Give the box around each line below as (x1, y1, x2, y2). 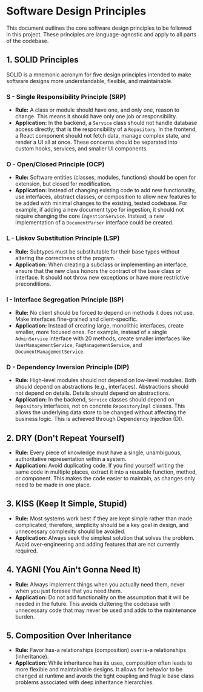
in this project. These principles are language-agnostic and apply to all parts (6, 30, 197, 38)
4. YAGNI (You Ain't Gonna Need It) (6, 565, 141, 575)
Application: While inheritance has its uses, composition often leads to (15, 659, 193, 667)
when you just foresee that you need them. (15, 587, 122, 594)
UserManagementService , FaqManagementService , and (15, 341, 142, 348)
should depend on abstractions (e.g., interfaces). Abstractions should (15, 383, 189, 391)
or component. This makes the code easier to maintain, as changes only (15, 475, 195, 482)
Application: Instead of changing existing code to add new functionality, (15, 187, 196, 194)
